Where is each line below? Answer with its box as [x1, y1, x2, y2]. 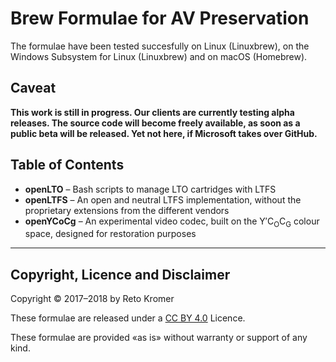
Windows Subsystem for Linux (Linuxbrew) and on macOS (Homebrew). [10, 50, 308, 62]
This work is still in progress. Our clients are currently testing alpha [10, 106, 295, 118]
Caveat [10, 80, 57, 97]
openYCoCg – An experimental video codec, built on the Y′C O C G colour [24, 215, 320, 229]
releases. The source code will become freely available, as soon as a [10, 117, 301, 129]
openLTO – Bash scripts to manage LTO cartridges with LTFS [24, 183, 277, 195]
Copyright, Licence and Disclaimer [10, 266, 231, 283]
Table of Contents [10, 157, 125, 174]
